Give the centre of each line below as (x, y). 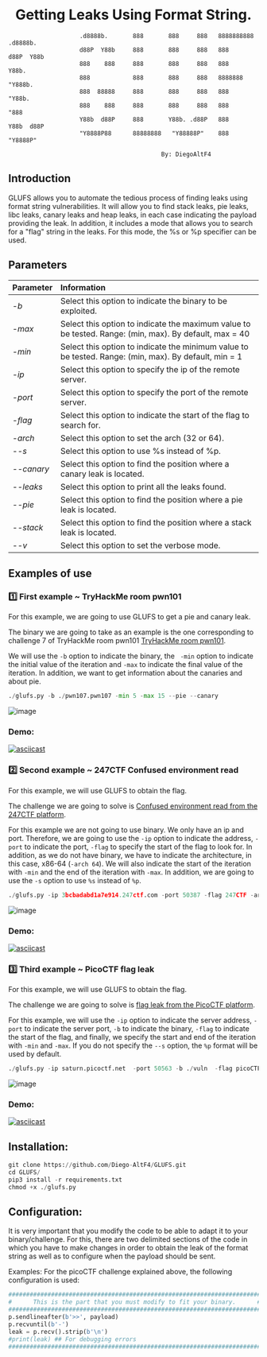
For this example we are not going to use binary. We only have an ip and (126, 830)
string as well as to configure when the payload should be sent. (112, 1256)
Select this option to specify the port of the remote (154, 392)
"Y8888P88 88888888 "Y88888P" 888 (154, 133)
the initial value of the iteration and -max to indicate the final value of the (126, 665)
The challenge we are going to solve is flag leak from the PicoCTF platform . (132, 1005)
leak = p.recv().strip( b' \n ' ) (58, 1332)
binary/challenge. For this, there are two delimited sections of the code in (128, 1239)
